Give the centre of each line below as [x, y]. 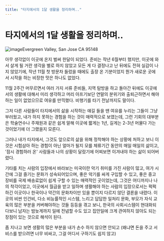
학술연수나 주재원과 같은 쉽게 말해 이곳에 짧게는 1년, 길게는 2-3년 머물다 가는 [83, 123]
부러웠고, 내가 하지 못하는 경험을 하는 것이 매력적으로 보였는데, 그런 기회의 [75, 117]
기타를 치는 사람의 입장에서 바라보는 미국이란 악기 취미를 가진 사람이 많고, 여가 [80, 168]
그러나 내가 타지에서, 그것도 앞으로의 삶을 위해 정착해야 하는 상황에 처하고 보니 [80, 139]
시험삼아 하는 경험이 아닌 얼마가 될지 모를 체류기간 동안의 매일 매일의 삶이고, [86, 145]
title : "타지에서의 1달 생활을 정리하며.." [43, 10]
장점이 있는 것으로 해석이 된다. [34, 217]
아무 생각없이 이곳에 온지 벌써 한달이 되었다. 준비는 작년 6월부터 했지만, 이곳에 [80, 59]
